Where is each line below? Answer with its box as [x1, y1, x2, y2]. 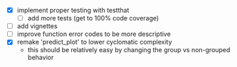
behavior [27, 53, 54, 62]
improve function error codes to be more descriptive [16, 30, 172, 38]
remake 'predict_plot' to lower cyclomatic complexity [16, 38, 172, 47]
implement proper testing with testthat [16, 6, 130, 14]
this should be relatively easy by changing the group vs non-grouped [27, 46, 231, 54]
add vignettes [16, 22, 58, 30]
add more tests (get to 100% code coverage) [27, 14, 159, 23]
